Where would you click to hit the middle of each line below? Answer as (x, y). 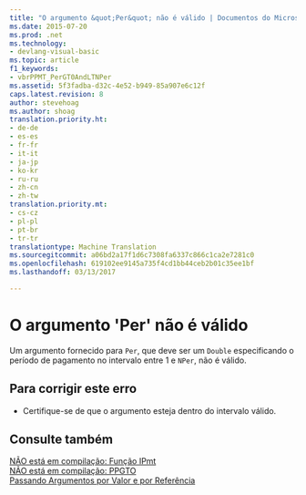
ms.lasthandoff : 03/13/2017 (63, 273)
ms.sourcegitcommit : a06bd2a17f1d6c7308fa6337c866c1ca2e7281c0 (132, 255)
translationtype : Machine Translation (83, 247)
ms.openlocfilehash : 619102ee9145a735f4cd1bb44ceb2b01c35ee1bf (132, 264)
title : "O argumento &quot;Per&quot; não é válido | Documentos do (140, 18)
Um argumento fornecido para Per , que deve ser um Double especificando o (152, 350)
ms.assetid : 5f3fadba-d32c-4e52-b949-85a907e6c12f (107, 86)
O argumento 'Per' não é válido (129, 325)
